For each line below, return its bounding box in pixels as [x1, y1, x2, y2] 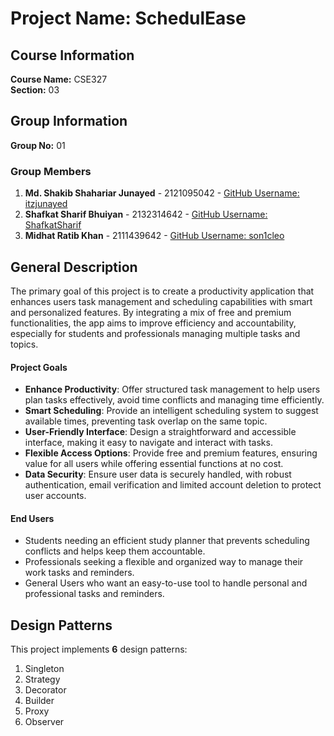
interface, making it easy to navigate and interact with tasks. [24, 437, 273, 449]
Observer [24, 716, 65, 728]
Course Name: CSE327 [10, 73, 108, 85]
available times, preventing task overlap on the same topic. [24, 415, 268, 427]
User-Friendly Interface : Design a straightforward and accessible [24, 426, 297, 438]
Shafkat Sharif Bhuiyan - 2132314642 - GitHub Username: [24, 208, 268, 221]
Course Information [10, 47, 135, 64]
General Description [10, 258, 138, 276]
